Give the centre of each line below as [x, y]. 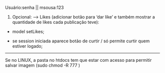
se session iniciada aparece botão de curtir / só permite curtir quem [81, 41]
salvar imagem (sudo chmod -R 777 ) [42, 65]
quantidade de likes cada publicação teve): [56, 22]
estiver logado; [27, 46]
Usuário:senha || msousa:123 [34, 8]
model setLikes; [28, 31]
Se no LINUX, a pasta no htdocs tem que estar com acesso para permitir [79, 60]
